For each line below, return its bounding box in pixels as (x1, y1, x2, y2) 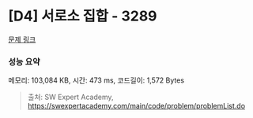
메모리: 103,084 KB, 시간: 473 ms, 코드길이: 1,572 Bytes (8, 76, 184, 85)
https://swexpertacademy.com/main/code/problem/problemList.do (27, 101, 246, 111)
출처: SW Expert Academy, (27, 92, 114, 102)
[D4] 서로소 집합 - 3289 (8, 7, 157, 25)
